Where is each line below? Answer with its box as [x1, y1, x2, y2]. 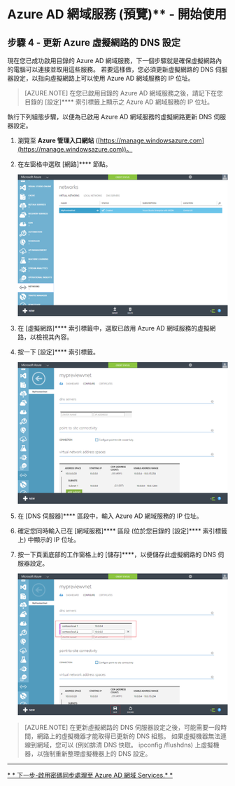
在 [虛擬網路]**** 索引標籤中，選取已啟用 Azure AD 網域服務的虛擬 [17, 324, 210, 332]
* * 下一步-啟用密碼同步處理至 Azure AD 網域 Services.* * [7, 771, 173, 779]
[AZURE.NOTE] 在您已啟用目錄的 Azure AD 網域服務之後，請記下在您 [24, 89, 224, 97]
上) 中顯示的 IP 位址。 [17, 535, 80, 544]
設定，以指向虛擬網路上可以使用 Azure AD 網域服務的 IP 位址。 [13, 74, 194, 82]
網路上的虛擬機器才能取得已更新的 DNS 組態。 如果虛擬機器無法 [36, 731, 221, 740]
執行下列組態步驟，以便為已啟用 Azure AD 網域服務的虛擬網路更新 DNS [7, 113, 213, 121]
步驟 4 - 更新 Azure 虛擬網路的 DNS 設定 [7, 36, 181, 48]
